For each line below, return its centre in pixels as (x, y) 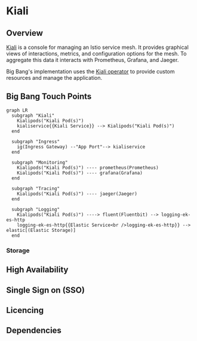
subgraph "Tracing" (36, 188)
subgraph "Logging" (36, 209)
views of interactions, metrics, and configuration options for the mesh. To (96, 54)
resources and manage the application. (54, 78)
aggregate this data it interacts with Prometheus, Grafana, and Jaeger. (93, 60)
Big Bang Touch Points (49, 97)
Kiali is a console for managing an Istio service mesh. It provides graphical (98, 47)
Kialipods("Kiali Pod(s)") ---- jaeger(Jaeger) (77, 194)
